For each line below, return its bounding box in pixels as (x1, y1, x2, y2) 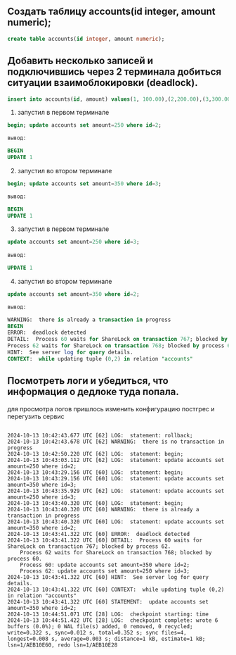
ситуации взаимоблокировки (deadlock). (7, 77, 198, 89)
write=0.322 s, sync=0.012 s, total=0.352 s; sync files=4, (7, 629, 188, 636)
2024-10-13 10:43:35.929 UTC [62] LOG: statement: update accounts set (7, 487, 225, 494)
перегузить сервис (7, 412, 65, 420)
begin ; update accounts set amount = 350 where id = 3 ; (7, 180, 162, 187)
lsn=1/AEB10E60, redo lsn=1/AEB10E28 (7, 641, 118, 649)
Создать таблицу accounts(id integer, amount (7, 6, 216, 18)
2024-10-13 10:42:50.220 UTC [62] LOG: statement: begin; (7, 450, 184, 457)
